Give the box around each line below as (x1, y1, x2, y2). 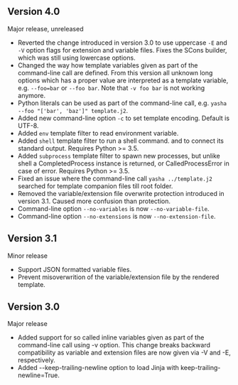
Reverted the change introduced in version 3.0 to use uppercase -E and (17, 38, 227, 47)
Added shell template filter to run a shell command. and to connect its (17, 136, 224, 145)
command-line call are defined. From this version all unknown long (17, 68, 213, 77)
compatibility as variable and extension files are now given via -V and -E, (17, 348, 231, 357)
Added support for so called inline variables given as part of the (17, 333, 205, 342)
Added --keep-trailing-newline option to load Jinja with (17, 364, 179, 372)
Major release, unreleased (7, 24, 84, 33)
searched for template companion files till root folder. (17, 181, 173, 190)
